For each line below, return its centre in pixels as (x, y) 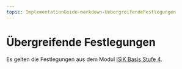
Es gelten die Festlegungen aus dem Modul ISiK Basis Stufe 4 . (85, 59)
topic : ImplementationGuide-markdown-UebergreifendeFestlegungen (91, 12)
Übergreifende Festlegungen (81, 42)
